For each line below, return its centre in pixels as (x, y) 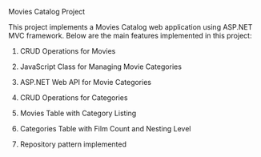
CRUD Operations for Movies (68, 51)
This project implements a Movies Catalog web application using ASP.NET (130, 27)
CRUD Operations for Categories (74, 98)
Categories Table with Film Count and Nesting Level (105, 129)
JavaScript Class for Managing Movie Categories (101, 66)
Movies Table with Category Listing (78, 113)
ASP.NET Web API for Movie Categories (86, 82)
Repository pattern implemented (73, 144)
